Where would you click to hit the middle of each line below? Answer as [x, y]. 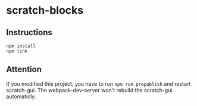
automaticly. [21, 96]
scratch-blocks [45, 10]
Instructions [29, 32]
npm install [21, 46]
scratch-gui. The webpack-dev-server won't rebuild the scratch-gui [89, 90]
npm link [17, 51]
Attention [24, 69]
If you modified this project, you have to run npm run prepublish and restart [98, 83]
